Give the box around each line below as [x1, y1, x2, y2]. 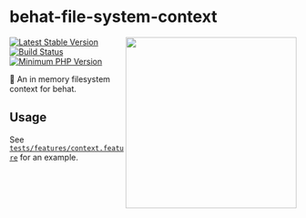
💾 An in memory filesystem [9, 73, 111, 84]
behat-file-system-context [9, 6, 218, 27]
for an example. [19, 151, 79, 162]
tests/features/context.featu [9, 143, 125, 152]
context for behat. [9, 83, 77, 94]
